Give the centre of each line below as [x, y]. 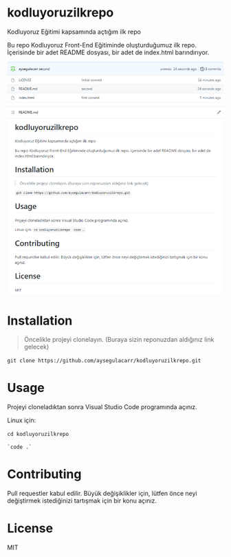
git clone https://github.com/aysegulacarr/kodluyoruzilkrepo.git [104, 361]
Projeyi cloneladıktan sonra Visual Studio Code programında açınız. [102, 407]
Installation [40, 320]
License [30, 528]
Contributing [44, 474]
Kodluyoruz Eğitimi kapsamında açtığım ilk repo [74, 32]
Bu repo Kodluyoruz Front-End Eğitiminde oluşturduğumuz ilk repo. [102, 45]
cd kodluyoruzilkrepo [38, 435]
